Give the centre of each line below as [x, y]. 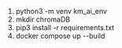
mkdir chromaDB [43, 19]
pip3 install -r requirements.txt [65, 27]
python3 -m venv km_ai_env [61, 11]
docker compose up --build [60, 36]
